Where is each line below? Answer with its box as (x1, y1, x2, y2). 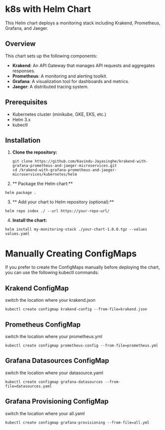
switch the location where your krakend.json (5, 297, 96, 303)
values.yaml (5, 231, 30, 237)
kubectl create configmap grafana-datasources (5, 379, 103, 384)
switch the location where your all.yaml (5, 410, 85, 416)
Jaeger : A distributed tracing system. (12, 84, 89, 89)
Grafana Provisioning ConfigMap (5, 397, 109, 406)
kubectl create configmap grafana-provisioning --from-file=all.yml (5, 420, 150, 425)
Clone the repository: (12, 149, 57, 155)
